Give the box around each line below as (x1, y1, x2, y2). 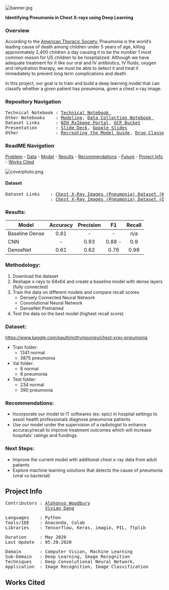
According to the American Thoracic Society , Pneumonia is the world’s (5, 38, 152, 45)
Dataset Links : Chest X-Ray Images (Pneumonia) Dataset (5, 191, 157, 197)
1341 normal (20, 349, 45, 355)
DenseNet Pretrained (20, 305, 64, 311)
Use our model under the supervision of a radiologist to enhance (12, 422, 147, 428)
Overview (5, 27, 30, 34)
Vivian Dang (45, 505, 74, 511)
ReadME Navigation (5, 142, 54, 149)
